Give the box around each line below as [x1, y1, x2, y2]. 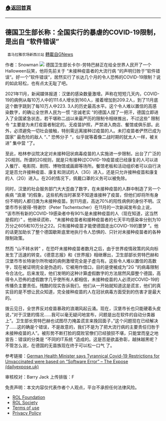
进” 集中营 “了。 [5, 140, 38, 146]
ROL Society [12, 400, 38, 406]
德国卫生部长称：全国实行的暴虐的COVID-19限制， [5, 28, 160, 37]
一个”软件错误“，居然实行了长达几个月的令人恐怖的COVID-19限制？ [20, 74, 157, 80]
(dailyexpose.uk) [5, 364, 39, 370]
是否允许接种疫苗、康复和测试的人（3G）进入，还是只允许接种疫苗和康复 [9, 169, 159, 175]
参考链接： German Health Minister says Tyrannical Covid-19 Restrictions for [5, 353, 160, 359]
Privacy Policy [12, 410, 41, 416]
